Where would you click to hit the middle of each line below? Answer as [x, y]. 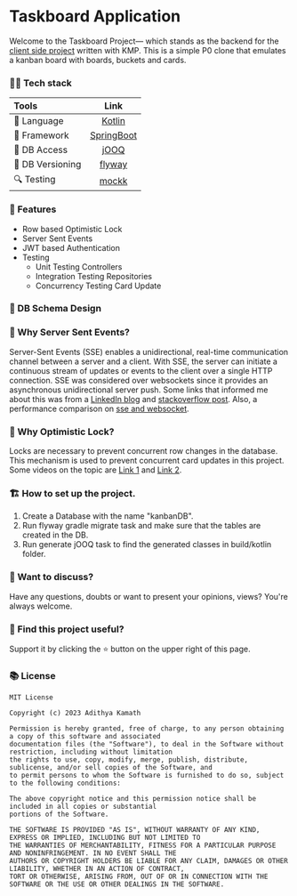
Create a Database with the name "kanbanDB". [108, 516]
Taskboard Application [95, 16]
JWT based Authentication [71, 247]
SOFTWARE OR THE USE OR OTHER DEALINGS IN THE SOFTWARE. [117, 884]
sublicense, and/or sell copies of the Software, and [111, 768]
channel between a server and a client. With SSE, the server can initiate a [144, 361]
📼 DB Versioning [48, 165]
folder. [34, 554]
